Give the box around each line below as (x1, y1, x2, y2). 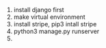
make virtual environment (13, 13, 85, 21)
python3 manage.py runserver (13, 27, 100, 35)
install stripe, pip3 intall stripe (13, 20, 97, 28)
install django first (13, 6, 64, 14)
